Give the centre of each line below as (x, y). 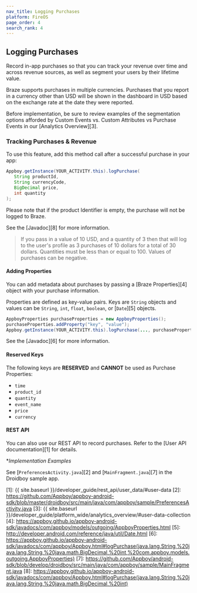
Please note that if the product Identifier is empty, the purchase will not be (96, 210)
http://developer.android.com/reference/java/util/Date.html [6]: (82, 534)
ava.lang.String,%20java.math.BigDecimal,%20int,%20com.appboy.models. (98, 552)
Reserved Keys (25, 355)
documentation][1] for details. (42, 449)
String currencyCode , (40, 182)
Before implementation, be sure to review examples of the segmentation (93, 114)
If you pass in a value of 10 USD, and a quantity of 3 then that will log (103, 239)
